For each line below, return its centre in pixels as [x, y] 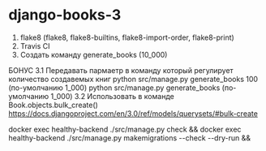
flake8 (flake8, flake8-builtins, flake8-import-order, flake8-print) [127, 37]
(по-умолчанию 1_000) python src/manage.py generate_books [114, 88]
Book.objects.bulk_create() [54, 105]
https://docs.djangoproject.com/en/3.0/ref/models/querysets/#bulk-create [133, 113]
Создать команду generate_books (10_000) [94, 54]
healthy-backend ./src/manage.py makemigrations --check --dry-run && [130, 138]
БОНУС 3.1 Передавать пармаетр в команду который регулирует [121, 70]
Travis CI [35, 45]
